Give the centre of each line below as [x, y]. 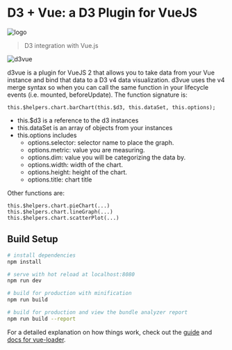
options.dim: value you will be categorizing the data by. [107, 157]
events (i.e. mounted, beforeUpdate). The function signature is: [97, 95]
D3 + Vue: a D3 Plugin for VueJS [102, 13]
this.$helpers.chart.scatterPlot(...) [63, 218]
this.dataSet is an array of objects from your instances [95, 127]
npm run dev [24, 281]
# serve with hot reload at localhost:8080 [71, 274]
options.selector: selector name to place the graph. [101, 142]
